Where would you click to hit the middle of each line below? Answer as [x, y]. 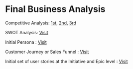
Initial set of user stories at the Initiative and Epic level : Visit [66, 61]
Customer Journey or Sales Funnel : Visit [47, 52]
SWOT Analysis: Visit [27, 32]
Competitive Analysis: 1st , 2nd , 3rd [41, 23]
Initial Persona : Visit [26, 42]
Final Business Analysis [55, 9]
